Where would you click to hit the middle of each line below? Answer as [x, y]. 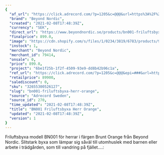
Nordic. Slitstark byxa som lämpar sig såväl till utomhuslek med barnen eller [81, 142]
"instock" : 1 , [24, 46]
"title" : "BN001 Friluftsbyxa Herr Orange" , [55, 109]
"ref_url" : [20, 73]
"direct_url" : [24, 32]
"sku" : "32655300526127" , [36, 87]
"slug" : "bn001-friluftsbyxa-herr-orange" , [54, 91]
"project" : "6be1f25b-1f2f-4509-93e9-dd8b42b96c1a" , [64, 69]
